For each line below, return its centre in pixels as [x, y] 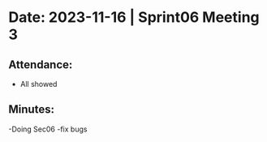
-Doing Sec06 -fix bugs [48, 129]
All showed [39, 84]
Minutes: [32, 110]
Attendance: [41, 65]
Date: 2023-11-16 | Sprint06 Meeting [134, 17]
